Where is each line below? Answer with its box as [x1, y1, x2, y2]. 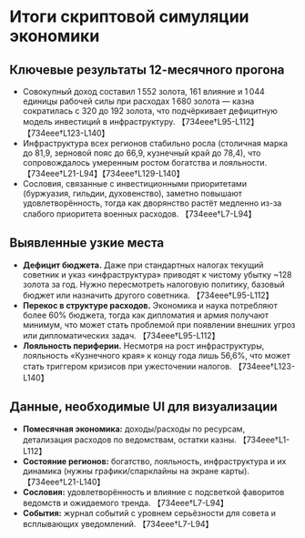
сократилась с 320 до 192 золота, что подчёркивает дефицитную [22, 106, 278, 116]
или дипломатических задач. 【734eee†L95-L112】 [22, 330, 220, 340]
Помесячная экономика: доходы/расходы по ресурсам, [22, 423, 246, 434]
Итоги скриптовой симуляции [9, 6, 249, 27]
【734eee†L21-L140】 [22, 476, 106, 487]
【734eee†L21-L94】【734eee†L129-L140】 [22, 168, 185, 178]
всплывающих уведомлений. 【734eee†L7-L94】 [22, 518, 214, 529]
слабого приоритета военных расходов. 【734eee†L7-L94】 [22, 208, 257, 219]
